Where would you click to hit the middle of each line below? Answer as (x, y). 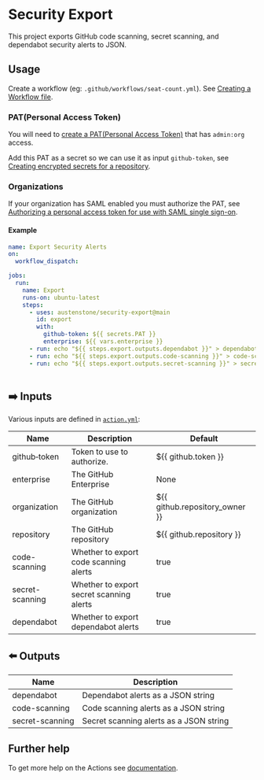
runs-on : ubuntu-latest (61, 298)
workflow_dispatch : (47, 261)
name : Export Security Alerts (58, 247)
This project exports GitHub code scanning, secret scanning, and (114, 36)
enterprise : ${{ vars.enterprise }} (103, 342)
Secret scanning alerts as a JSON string (156, 721)
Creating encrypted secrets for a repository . (79, 166)
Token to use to (99, 452)
